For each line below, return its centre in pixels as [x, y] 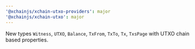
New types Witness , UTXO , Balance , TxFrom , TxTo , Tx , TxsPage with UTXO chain [97, 33]
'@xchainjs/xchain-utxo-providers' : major [58, 11]
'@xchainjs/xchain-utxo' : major [45, 17]
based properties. [27, 40]
